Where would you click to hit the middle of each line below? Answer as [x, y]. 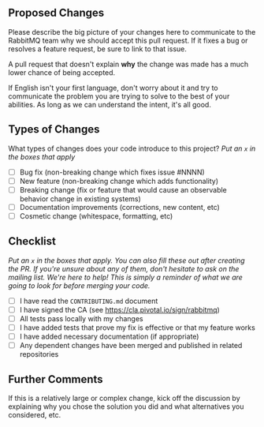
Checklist [32, 241]
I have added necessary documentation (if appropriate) [109, 336]
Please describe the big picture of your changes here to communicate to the [132, 32]
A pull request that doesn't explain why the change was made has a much [128, 64]
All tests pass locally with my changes [81, 318]
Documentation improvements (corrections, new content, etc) [120, 207]
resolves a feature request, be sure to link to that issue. [97, 49]
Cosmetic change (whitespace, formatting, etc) [96, 215]
